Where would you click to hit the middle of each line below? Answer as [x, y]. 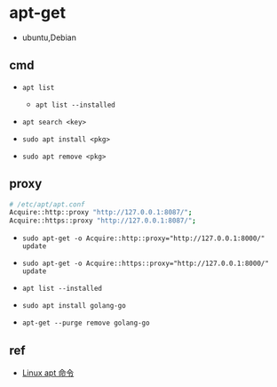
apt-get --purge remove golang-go [86, 323]
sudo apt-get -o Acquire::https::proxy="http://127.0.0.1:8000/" [145, 264]
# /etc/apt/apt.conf [47, 204]
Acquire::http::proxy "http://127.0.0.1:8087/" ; [101, 213]
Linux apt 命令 [48, 373]
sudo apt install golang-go [74, 306]
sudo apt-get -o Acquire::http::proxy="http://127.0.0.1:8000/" [143, 238]
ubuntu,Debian [49, 37]
